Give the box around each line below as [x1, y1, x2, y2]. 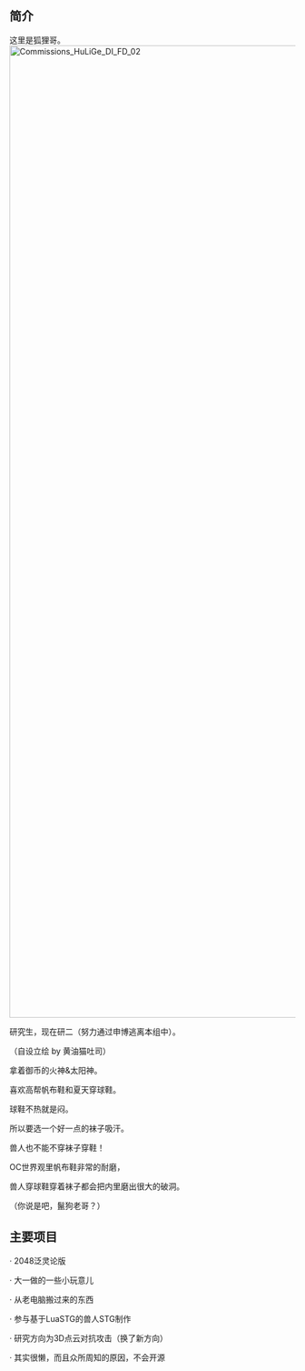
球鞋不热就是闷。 [9, 1104, 74, 1114]
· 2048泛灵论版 [9, 1255, 66, 1266]
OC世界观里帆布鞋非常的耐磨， [9, 1161, 125, 1172]
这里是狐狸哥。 [9, 35, 65, 45]
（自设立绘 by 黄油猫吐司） [9, 1045, 112, 1056]
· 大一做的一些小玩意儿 [9, 1275, 93, 1285]
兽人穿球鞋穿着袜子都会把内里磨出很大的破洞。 [9, 1181, 184, 1192]
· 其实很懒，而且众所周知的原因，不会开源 [9, 1352, 165, 1363]
